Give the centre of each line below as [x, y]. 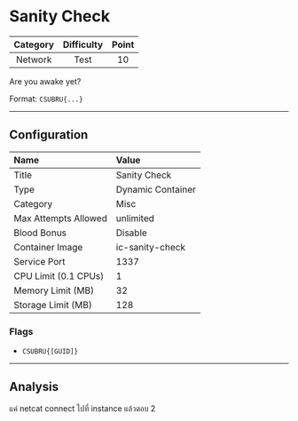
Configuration [49, 135]
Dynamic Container [156, 189]
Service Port [39, 261]
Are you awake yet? [45, 81]
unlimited [135, 218]
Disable [132, 233]
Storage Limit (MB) [53, 305]
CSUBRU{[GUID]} [50, 352]
